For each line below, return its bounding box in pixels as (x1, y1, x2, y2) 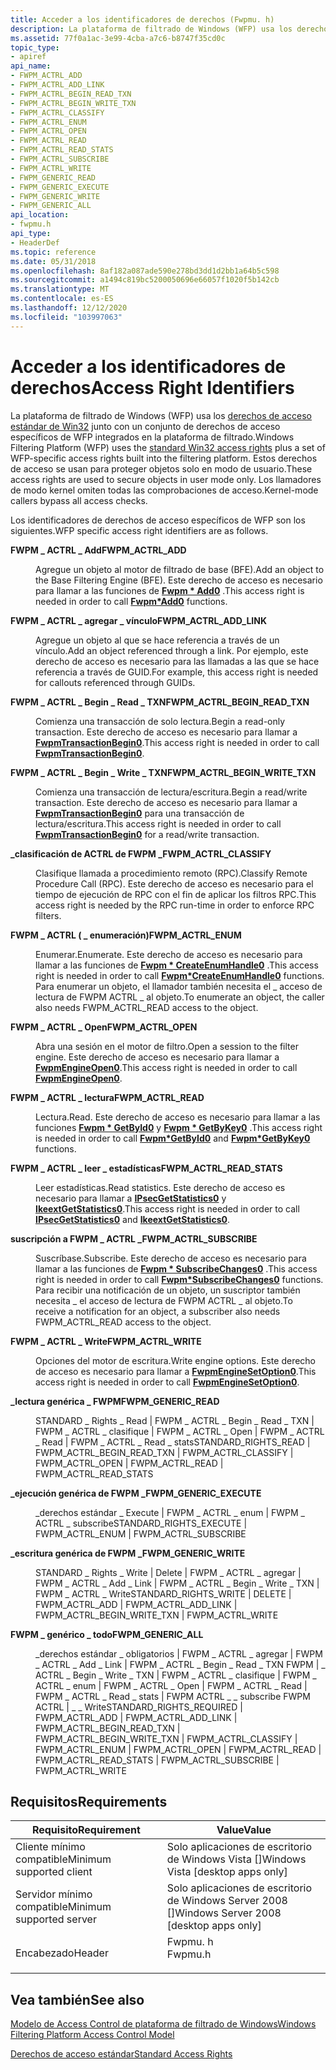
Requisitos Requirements (10, 1793, 168, 1810)
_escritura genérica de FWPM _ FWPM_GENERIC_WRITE (10, 1547, 246, 1559)
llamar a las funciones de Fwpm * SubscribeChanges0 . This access (35, 1262, 318, 1275)
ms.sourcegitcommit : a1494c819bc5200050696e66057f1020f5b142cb (10, 275, 280, 285)
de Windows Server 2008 (166, 1894, 288, 1908)
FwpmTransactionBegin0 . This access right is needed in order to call (35, 736, 320, 748)
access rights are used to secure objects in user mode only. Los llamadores (10, 473, 322, 485)
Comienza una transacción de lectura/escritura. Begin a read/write (35, 786, 308, 798)
